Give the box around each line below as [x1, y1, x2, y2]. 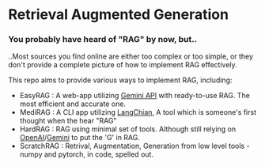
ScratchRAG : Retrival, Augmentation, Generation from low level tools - [19, 141, 251, 151]
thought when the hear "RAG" [19, 116, 117, 126]
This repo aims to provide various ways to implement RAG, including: [8, 75, 233, 85]
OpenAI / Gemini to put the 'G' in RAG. [19, 133, 141, 142]
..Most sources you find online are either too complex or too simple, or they [8, 51, 254, 61]
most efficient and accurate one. [19, 99, 127, 108]
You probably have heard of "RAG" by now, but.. [8, 34, 198, 45]
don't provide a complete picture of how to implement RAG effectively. [8, 60, 237, 70]
